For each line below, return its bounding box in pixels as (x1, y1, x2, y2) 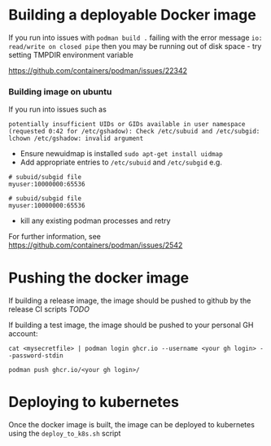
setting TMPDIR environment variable (8, 50, 134, 59)
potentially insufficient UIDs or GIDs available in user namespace (8, 120, 246, 129)
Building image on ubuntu (8, 85, 112, 97)
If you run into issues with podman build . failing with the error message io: (8, 33, 263, 42)
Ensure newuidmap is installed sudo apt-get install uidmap (20, 149, 223, 159)
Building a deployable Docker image (8, 6, 256, 24)
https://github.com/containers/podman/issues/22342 (8, 65, 187, 75)
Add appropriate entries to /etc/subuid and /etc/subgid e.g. (20, 157, 222, 168)
